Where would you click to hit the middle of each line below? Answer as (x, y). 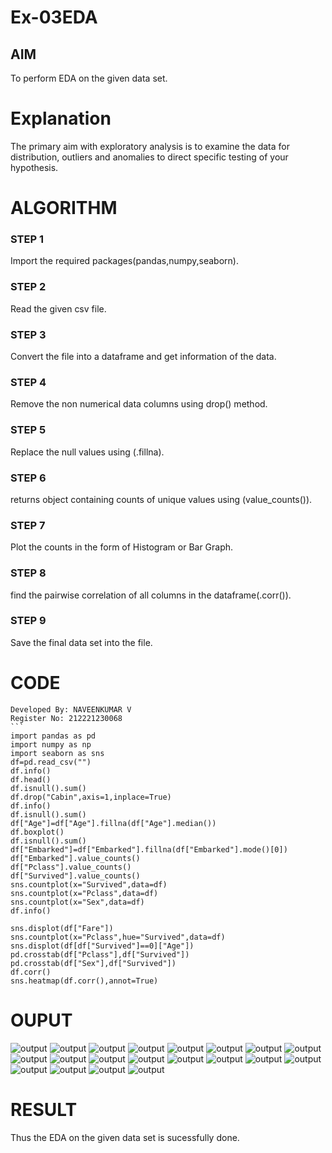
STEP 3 (28, 334)
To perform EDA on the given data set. (89, 78)
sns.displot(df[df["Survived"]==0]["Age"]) (102, 946)
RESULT (44, 1109)
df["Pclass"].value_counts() (71, 867)
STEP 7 (28, 525)
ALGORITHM (64, 208)
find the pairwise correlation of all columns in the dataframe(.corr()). (151, 595)
